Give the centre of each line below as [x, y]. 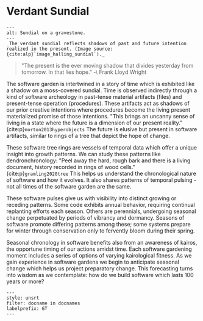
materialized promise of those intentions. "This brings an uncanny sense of [101, 116]
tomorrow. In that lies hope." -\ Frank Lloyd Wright [84, 72]
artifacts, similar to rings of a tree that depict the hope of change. [88, 135]
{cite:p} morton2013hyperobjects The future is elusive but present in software [102, 129]
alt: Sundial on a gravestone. [46, 33]
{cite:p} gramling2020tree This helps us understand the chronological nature [101, 173]
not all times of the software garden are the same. [69, 186]
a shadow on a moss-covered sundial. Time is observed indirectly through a [102, 90]
